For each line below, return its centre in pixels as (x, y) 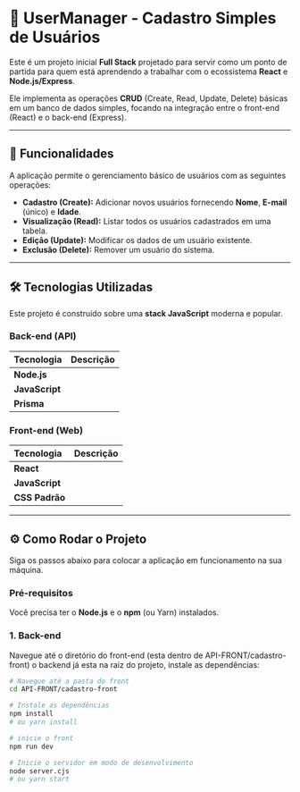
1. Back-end (35, 636)
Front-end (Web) (46, 430)
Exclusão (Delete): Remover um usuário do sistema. (118, 249)
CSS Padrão (40, 498)
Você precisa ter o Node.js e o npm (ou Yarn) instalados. (114, 612)
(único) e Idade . (52, 211)
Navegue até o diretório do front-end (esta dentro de (106, 655)
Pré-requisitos (41, 593)
